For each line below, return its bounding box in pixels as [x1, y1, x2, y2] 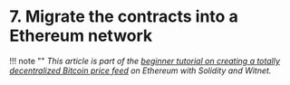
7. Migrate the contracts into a [9, 6, 238, 27]
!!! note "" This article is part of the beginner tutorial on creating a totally [9, 55, 281, 66]
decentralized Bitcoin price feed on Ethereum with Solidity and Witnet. [9, 65, 272, 76]
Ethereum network [9, 25, 153, 46]
